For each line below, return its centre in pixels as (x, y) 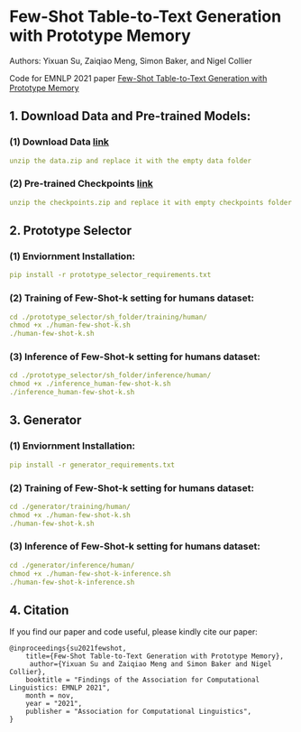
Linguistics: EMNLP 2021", (60, 688)
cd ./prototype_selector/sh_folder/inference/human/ (110, 375)
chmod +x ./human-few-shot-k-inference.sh (90, 574)
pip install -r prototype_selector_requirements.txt (110, 275)
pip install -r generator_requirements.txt (92, 465)
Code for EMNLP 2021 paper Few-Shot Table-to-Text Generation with (138, 78)
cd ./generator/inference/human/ (72, 565)
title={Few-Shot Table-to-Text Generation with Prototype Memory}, (155, 656)
